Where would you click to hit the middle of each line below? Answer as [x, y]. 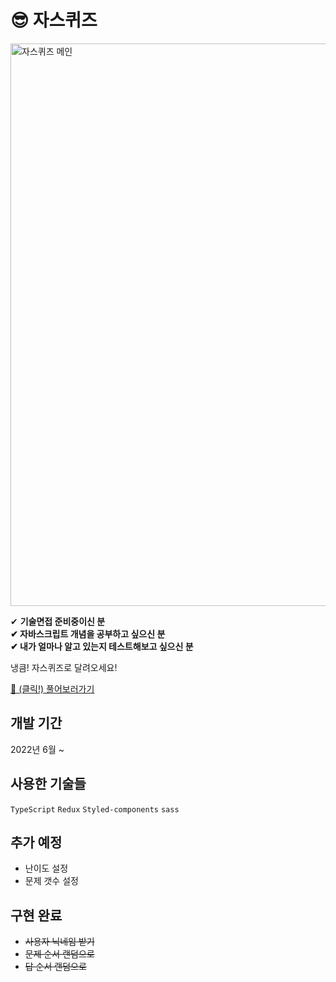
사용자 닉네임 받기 [59, 942]
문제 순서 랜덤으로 [59, 954]
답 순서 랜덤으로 [55, 967]
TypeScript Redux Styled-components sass [95, 809]
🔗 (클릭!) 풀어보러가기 [52, 688]
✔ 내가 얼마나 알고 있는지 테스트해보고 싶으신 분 [102, 646]
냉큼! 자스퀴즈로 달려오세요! [64, 667]
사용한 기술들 [48, 784]
